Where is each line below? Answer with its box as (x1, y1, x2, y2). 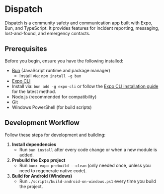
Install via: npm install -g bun (19, 73, 82, 79)
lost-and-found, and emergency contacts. (4, 30, 90, 36)
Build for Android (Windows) (11, 173, 73, 179)
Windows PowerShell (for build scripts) (11, 104, 92, 110)
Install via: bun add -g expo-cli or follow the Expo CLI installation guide (11, 83, 159, 89)
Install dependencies (11, 141, 57, 147)
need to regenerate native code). (19, 167, 87, 174)
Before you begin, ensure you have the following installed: (4, 58, 124, 64)
